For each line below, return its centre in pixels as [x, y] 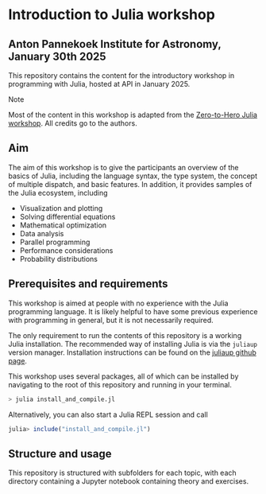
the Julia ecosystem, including [58, 193]
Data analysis [42, 233]
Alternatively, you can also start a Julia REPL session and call [108, 414]
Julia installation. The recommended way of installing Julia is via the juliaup [133, 344]
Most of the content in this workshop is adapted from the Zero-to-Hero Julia [133, 115]
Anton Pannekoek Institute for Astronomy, [115, 44]
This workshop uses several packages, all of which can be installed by [123, 376]
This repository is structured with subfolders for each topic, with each [122, 473]
